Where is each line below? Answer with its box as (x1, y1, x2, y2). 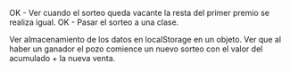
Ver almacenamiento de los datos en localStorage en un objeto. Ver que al (9, 35, 282, 44)
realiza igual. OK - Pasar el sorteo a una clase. (9, 17, 179, 28)
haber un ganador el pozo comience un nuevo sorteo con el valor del (9, 43, 263, 54)
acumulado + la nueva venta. (9, 53, 116, 63)
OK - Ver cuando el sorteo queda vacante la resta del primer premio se (9, 8, 270, 18)
